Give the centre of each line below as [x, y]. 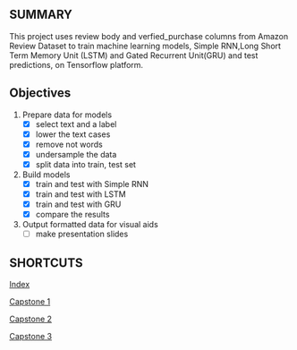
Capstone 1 [30, 302]
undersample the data [76, 154]
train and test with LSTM [81, 194]
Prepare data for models [67, 115]
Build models [46, 175]
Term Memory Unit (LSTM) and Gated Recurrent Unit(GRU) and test [134, 55]
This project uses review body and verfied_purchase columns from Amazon [149, 36]
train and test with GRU [78, 204]
